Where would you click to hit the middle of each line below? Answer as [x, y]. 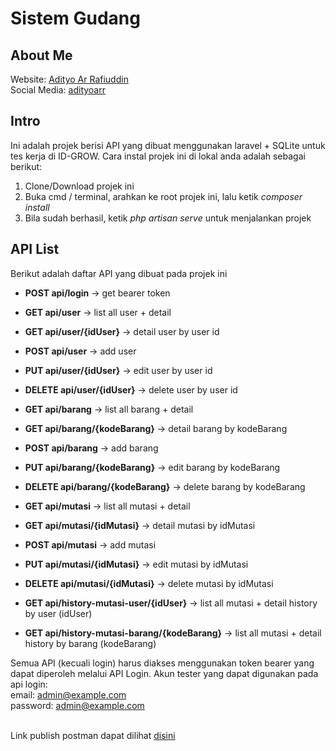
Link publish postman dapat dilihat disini [93, 735]
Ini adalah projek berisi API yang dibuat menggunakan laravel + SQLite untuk [168, 145]
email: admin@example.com [68, 694]
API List [35, 249]
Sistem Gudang [75, 18]
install [37, 207]
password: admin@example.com [77, 705]
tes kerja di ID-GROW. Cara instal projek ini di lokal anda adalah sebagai [158, 156]
